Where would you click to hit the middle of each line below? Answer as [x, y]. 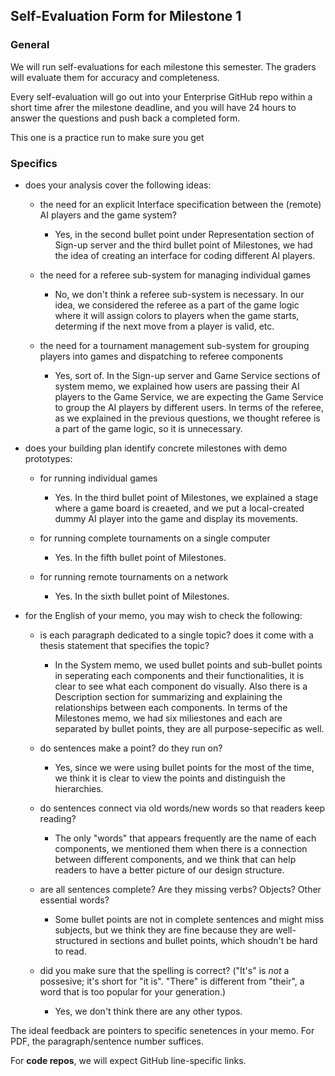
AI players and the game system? [108, 215]
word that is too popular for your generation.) [133, 991]
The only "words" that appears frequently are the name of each [185, 838]
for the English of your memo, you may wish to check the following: [163, 615]
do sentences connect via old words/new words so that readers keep [182, 808]
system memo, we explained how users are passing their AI [177, 386]
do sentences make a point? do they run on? [131, 748]
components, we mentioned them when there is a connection [181, 848]
